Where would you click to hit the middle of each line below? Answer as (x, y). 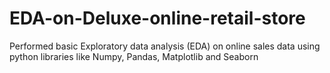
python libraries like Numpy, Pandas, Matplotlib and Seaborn (134, 56)
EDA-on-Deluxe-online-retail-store (157, 18)
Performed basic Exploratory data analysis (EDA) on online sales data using (165, 46)
